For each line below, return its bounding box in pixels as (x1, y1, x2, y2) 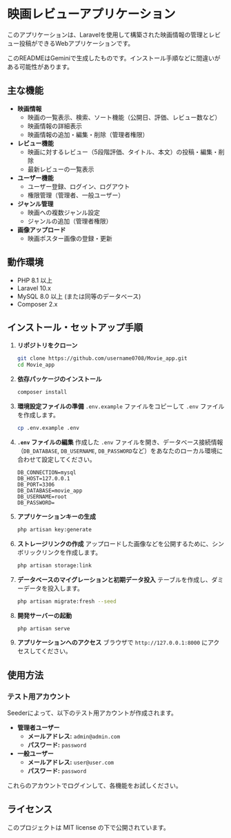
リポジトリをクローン (17, 341, 78, 349)
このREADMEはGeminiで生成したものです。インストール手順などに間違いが (7, 53, 221, 62)
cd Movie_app (17, 361, 55, 369)
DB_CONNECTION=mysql (17, 468, 77, 476)
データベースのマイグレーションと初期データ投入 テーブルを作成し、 (17, 575, 212, 583)
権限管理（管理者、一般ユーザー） (27, 191, 125, 199)
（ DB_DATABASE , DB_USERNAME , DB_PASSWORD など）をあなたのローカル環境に (17, 446, 223, 455)
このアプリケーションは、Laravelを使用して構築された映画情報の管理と (7, 30, 209, 39)
